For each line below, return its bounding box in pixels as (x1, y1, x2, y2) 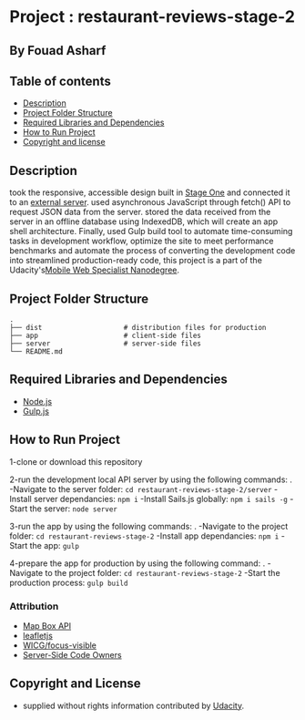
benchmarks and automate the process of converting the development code (9, 245, 296, 256)
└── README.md (9, 347, 64, 356)
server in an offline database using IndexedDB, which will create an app (9, 216, 279, 227)
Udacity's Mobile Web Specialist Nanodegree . (9, 264, 180, 275)
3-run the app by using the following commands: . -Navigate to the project (9, 520, 289, 531)
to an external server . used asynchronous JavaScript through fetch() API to (9, 197, 291, 208)
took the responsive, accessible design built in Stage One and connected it (9, 187, 290, 198)
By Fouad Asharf (9, 43, 107, 58)
